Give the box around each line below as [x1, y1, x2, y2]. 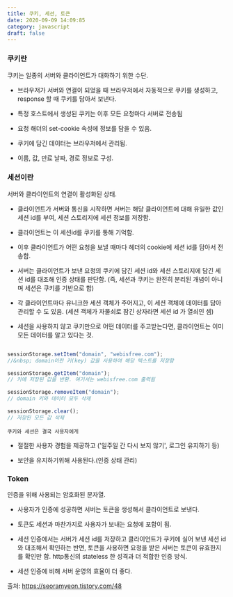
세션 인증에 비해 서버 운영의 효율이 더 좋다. [17, 567, 133, 575]
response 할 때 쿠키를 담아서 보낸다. [17, 95, 117, 103]
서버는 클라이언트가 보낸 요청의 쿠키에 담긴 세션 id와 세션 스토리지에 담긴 [17, 266, 214, 275]
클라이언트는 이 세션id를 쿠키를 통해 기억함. [17, 228, 134, 237]
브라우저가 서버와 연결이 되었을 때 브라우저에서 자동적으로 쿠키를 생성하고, [17, 86, 218, 94]
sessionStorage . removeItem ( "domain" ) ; [7, 389, 120, 396]
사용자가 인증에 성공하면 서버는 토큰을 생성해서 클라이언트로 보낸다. [17, 505, 200, 514]
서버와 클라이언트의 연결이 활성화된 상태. [7, 189, 117, 198]
